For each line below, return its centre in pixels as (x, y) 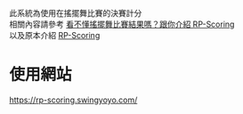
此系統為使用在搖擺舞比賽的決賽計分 (76, 13)
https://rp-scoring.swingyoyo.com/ (73, 100)
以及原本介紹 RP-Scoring (55, 35)
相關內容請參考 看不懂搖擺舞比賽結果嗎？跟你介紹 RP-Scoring (122, 24)
